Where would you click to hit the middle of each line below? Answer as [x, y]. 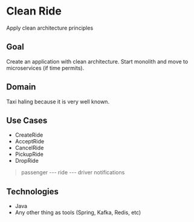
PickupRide [29, 154]
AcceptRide [29, 142]
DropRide [27, 161]
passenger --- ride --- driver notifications [73, 172]
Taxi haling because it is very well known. [58, 102]
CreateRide [29, 135]
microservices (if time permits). [45, 68]
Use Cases [27, 120]
